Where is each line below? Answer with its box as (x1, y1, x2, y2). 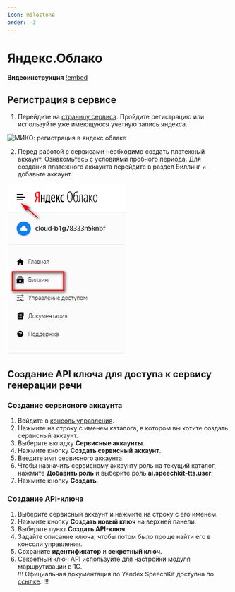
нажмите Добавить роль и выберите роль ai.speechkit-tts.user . (17, 469, 214, 477)
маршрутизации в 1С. (17, 562, 83, 571)
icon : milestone (7, 11, 55, 18)
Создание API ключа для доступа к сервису (7, 368, 212, 380)
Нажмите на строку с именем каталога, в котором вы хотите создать (17, 423, 228, 432)
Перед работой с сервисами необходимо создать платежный (17, 147, 205, 156)
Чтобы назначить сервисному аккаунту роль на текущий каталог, (17, 461, 217, 469)
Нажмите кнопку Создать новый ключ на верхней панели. (17, 517, 197, 526)
